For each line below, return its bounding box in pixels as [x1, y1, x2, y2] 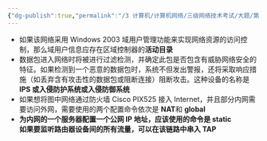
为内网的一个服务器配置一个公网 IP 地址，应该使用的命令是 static [18, 114, 232, 123]
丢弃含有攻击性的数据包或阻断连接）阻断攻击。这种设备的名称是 [40, 74, 250, 84]
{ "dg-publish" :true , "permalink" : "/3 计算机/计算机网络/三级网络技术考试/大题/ [7, 11, 254, 20]
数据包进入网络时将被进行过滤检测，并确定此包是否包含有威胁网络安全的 [18, 54, 257, 64]
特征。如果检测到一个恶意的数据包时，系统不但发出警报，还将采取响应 [18, 65, 250, 74]
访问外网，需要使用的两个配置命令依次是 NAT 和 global [26, 104, 206, 114]
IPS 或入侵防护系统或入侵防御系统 [18, 84, 131, 94]
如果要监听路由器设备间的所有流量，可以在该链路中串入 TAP [18, 124, 217, 134]
